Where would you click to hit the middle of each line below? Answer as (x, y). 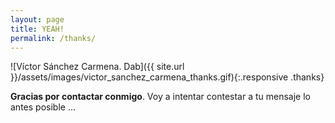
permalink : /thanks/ (53, 38)
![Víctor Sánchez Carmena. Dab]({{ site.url (97, 67)
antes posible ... (43, 107)
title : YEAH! (37, 29)
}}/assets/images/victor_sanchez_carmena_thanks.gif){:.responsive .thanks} (167, 77)
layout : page (37, 19)
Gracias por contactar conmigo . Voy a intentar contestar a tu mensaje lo (160, 97)
